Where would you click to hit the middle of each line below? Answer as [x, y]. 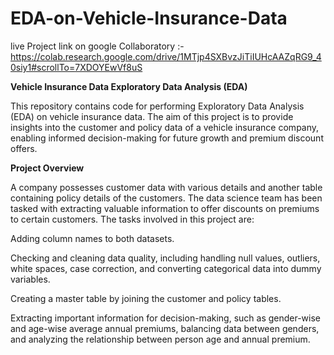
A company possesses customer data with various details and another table [166, 187]
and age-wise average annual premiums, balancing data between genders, [165, 328]
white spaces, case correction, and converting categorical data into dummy [166, 268]
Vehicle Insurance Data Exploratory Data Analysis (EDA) [129, 86]
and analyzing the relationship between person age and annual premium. [160, 339]
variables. [30, 279]
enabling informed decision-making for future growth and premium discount [167, 138]
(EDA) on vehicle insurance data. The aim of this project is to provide [152, 116]
